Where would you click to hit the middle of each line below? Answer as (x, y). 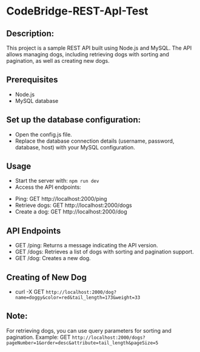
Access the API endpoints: (48, 187)
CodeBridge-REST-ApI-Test (77, 11)
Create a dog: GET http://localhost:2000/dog (71, 212)
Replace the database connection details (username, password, (95, 141)
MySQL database (37, 100)
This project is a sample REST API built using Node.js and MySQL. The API (99, 48)
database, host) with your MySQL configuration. (75, 147)
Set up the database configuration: (74, 120)
